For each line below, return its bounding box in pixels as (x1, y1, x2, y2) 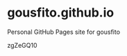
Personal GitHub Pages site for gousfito (7, 28, 120, 36)
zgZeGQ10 (7, 41, 37, 49)
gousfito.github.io (7, 5, 115, 21)
